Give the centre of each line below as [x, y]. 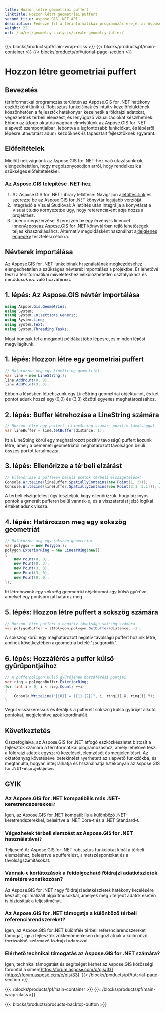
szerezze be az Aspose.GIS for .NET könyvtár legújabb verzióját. [78, 200]
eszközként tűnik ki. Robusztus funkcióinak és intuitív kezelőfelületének [77, 107]
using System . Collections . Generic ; [41, 315]
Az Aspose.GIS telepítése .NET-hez [48, 184]
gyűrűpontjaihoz [31, 666]
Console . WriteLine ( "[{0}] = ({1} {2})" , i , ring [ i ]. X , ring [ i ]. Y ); [84, 696]
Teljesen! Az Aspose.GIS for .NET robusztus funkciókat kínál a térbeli [75, 850]
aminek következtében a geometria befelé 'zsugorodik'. [61, 643]
